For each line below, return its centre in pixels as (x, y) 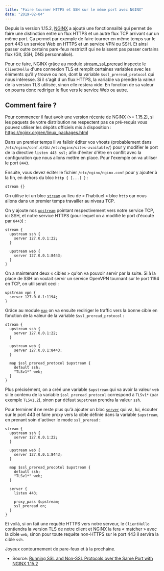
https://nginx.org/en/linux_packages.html (47, 132)
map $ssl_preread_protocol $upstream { (50, 363)
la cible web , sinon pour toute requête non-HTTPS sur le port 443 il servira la (82, 534)
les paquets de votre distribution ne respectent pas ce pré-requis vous (76, 122)
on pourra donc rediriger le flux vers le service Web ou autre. (67, 90)
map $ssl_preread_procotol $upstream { (50, 467)
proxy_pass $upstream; (37, 502)
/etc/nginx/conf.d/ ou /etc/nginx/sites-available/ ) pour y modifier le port (82, 147)
